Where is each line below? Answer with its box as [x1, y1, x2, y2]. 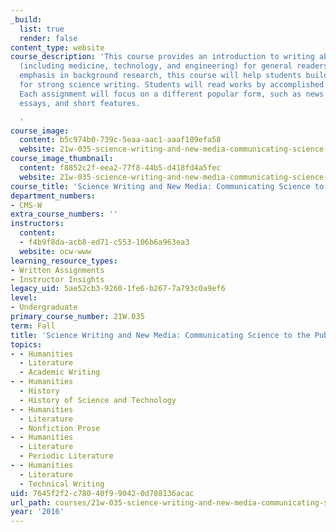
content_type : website [10, 42, 105, 53]
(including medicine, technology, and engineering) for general [19, 61, 293, 71]
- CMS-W [10, 200, 43, 210]
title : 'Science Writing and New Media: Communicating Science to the [10, 330, 311, 340]
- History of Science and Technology [19, 395, 177, 405]
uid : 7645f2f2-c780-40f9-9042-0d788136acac [10, 488, 195, 498]
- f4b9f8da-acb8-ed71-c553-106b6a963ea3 [19, 237, 190, 247]
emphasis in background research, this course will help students [19, 71, 302, 81]
